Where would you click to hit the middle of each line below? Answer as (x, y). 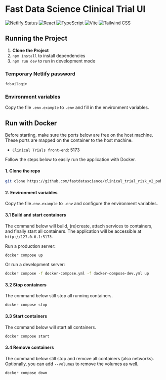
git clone (15, 181)
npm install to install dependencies (49, 55)
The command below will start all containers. (51, 327)
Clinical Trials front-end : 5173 (46, 150)
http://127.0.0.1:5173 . (29, 236)
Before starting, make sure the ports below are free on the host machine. (79, 135)
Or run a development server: (35, 265)
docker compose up (24, 255)
